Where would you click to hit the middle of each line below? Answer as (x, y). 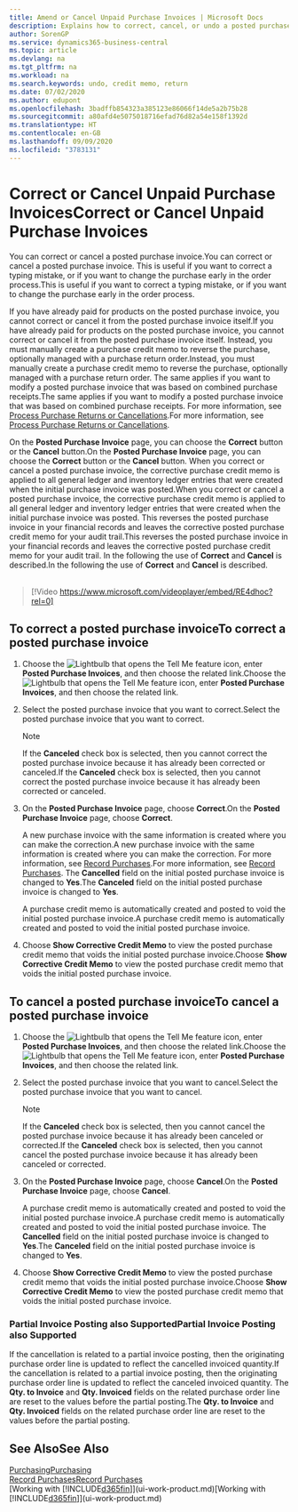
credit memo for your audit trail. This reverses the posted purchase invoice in (149, 536)
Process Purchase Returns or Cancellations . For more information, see (137, 415)
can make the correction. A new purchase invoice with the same (138, 845)
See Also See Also (59, 1448)
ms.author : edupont (45, 100)
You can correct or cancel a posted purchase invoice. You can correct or (141, 256)
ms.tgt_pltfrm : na (43, 68)
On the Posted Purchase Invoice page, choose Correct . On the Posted (151, 808)
